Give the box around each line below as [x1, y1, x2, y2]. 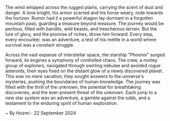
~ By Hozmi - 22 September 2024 [5, 110, 76, 116]
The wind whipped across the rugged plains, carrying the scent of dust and [5, 5, 163, 10]
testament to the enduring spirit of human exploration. [5, 100, 118, 106]
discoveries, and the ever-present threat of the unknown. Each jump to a [5, 90, 157, 95]
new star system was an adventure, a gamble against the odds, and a [5, 95, 151, 101]
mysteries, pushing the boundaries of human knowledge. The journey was [5, 78, 161, 85]
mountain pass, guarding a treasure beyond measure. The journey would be [5, 20, 164, 26]
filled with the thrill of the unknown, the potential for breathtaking [5, 84, 141, 90]
